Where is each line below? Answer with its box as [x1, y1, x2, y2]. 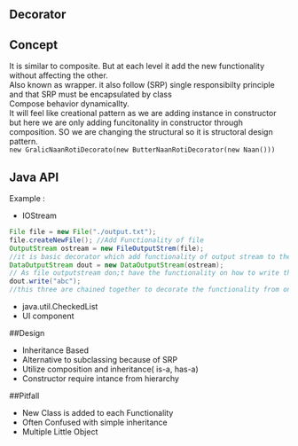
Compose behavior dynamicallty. [9, 98, 130, 109]
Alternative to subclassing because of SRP [21, 355, 178, 365]
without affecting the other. [9, 70, 108, 81]
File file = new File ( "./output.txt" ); [9, 228, 157, 237]
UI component [21, 310, 74, 322]
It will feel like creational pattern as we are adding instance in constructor [9, 108, 277, 119]
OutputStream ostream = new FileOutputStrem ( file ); [9, 244, 204, 253]
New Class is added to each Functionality [21, 408, 174, 419]
